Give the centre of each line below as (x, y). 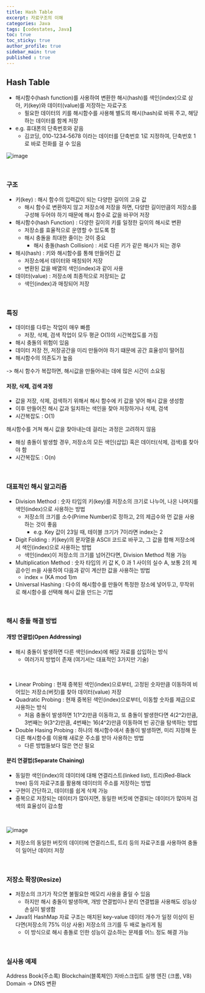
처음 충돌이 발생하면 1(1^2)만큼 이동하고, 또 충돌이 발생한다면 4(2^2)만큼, (111, 714)
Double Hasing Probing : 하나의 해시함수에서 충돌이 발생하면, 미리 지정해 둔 (106, 730)
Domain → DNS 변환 (31, 984)
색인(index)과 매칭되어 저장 (57, 283)
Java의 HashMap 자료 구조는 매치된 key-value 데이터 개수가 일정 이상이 (101, 917)
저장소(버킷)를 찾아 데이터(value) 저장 (77, 692)
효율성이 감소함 (45, 806)
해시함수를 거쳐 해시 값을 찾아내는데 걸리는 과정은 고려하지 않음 (81, 429)
